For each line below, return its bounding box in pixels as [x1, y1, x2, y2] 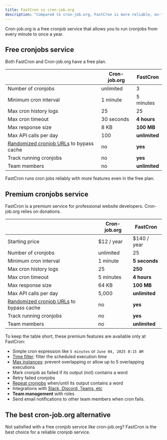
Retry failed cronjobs [12, 375, 56, 381]
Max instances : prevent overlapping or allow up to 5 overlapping [12, 359, 144, 365]
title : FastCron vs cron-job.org [5, 7, 75, 12]
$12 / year [98, 238, 123, 245]
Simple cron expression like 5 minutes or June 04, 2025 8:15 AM [12, 348, 144, 355]
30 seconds [101, 116, 129, 123]
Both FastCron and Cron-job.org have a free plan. [5, 58, 107, 65]
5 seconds [132, 258, 158, 265]
